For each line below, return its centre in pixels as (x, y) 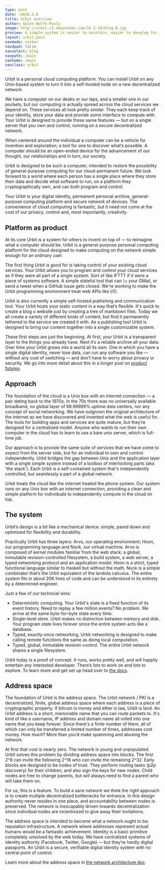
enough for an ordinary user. (34, 255)
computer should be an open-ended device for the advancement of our (78, 151)
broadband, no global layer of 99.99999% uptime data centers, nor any (78, 406)
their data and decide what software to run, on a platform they (68, 182)
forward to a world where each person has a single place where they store (81, 176)
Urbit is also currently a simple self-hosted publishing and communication (80, 301)
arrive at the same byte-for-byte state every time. (63, 613)
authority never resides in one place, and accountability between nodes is (80, 801)
